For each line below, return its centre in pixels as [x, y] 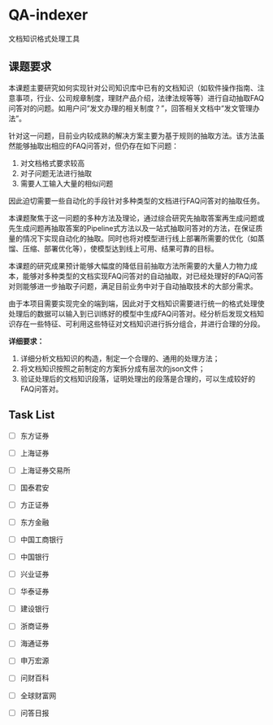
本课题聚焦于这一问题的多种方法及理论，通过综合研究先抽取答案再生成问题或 [136, 218]
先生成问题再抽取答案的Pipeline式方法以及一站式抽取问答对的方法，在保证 [132, 228]
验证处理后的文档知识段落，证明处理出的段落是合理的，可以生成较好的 [138, 378]
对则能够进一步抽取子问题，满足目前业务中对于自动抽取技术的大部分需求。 [133, 286]
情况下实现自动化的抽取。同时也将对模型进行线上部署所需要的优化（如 [140, 238]
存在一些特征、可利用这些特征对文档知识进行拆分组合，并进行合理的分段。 [140, 324]
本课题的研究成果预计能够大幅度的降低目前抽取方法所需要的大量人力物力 [129, 265]
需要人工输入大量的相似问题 [67, 183]
